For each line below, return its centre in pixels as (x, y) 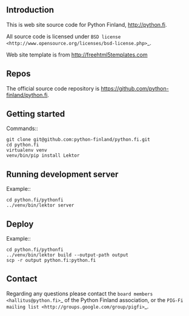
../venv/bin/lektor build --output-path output (68, 255)
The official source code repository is (53, 88)
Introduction (30, 10)
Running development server (62, 174)
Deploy (20, 224)
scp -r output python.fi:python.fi (51, 261)
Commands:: (22, 129)
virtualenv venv (27, 150)
